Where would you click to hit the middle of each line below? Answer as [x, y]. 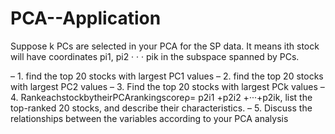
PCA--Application [86, 18]
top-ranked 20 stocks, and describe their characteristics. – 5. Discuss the [161, 108]
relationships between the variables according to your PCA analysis [149, 118]
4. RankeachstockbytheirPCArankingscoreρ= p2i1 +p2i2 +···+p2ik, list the [161, 97]
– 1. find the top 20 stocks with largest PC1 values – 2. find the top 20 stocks [167, 76]
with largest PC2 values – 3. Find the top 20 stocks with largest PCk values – [167, 86]
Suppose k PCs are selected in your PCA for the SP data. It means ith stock [165, 46]
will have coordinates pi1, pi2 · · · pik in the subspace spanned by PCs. [155, 56]
